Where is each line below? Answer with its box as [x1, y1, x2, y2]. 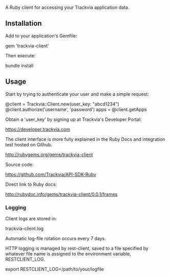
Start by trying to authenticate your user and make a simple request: [5, 91, 150, 97]
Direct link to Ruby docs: [5, 181, 57, 187]
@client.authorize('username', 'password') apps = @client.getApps [5, 106, 147, 112]
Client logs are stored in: [5, 215, 57, 222]
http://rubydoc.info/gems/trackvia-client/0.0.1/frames [5, 191, 118, 197]
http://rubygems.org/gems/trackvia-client [5, 151, 93, 158]
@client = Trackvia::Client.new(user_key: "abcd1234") [5, 101, 119, 107]
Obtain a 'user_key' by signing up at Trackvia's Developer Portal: [5, 116, 142, 122]
